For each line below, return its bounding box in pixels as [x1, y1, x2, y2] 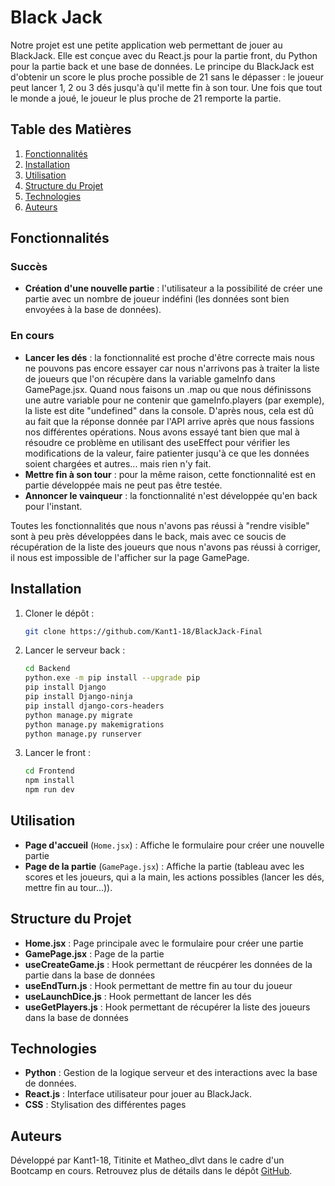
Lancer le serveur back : [24, 644, 126, 656]
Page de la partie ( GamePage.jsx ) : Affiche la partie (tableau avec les [24, 860, 305, 872]
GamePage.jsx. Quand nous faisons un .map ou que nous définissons [24, 383, 312, 395]
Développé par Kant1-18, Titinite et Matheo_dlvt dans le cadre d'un [10, 1154, 285, 1166]
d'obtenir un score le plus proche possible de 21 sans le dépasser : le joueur [10, 71, 324, 83]
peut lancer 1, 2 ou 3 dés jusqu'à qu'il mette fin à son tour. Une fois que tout [10, 81, 323, 93]
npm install [24, 776, 75, 786]
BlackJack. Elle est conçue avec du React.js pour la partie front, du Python [10, 49, 318, 61]
